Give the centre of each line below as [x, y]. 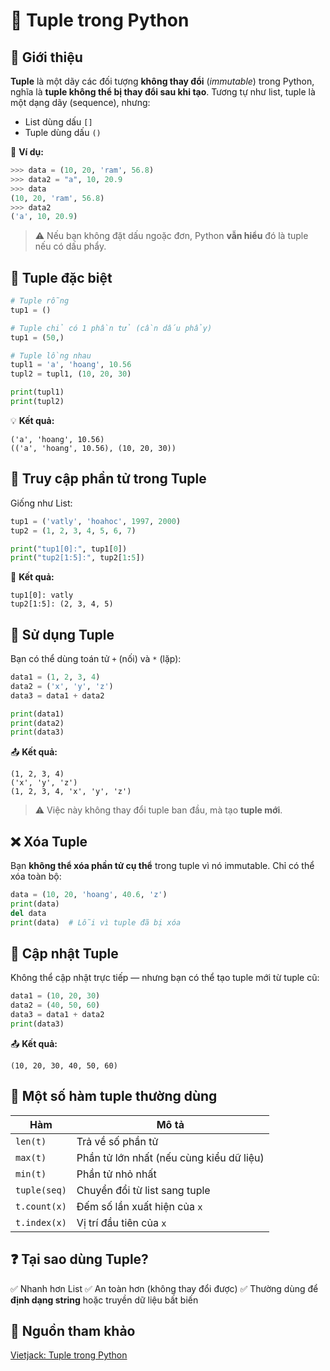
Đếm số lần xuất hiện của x [139, 1206]
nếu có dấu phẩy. [70, 246]
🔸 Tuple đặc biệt [61, 277]
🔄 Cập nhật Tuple [64, 954]
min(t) [31, 1173]
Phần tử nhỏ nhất [116, 1174]
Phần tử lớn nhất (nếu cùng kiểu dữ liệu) [170, 1157]
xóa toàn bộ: [36, 876]
